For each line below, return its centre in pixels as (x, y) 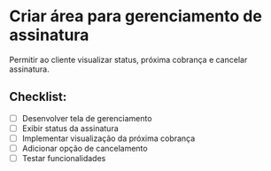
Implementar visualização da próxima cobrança (108, 138)
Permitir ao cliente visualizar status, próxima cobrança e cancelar (128, 59)
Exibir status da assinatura (70, 128)
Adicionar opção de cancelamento (85, 148)
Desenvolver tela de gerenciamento (87, 118)
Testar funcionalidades (64, 158)
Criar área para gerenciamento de (136, 16)
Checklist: (38, 97)
